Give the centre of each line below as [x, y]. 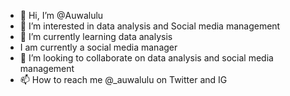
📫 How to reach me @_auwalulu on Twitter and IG [123, 79]
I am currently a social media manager [98, 47]
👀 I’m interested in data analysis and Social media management [150, 26]
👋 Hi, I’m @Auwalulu [61, 15]
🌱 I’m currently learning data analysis [96, 36]
